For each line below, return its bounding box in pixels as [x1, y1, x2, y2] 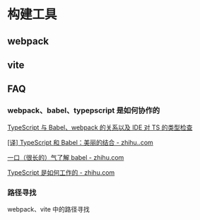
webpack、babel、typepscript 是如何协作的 [7, 105, 160, 115]
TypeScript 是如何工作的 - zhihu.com [7, 168, 115, 177]
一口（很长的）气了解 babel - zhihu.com [7, 153, 124, 161]
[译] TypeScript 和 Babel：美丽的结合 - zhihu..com [7, 138, 153, 146]
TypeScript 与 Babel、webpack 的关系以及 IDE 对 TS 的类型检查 [7, 123, 193, 132]
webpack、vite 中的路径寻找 [7, 204, 90, 213]
